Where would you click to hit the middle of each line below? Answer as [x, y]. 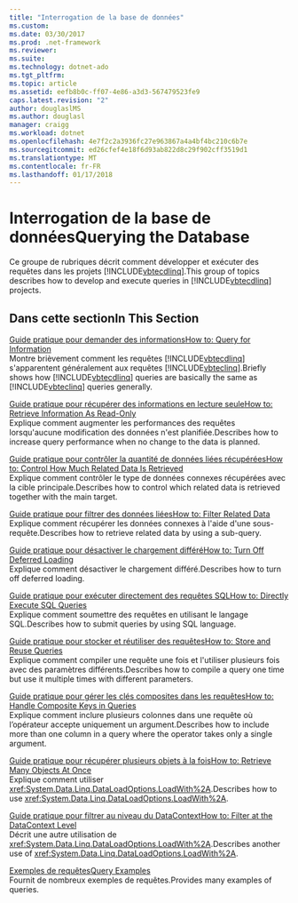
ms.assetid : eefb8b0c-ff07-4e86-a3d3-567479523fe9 [105, 92]
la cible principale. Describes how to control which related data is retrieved [145, 487]
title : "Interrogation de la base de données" [97, 17]
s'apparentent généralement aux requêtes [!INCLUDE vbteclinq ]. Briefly [138, 368]
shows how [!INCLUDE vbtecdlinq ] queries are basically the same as [133, 377]
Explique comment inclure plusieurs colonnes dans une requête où [131, 715]
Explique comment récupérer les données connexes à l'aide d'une [130, 523]
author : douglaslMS [45, 108]
